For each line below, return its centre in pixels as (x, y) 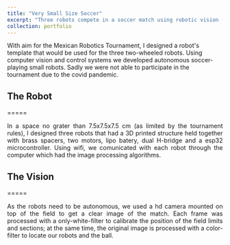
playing (17, 67)
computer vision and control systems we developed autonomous (98, 60)
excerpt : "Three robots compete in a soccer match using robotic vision (113, 20)
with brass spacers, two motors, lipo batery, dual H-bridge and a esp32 (115, 140)
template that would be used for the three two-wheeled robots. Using (105, 53)
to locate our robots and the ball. (68, 235)
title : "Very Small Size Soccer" (55, 13)
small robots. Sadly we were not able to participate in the (109, 67)
